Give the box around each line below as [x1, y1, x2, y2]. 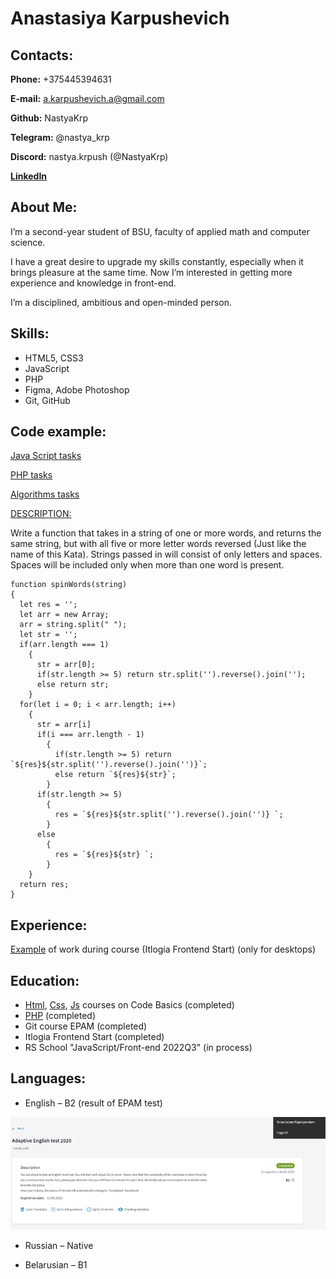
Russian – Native [24, 1239, 94, 1251]
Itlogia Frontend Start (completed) [24, 1031, 165, 1043]
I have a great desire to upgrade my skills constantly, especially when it [10, 255, 304, 267]
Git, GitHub [24, 394, 71, 406]
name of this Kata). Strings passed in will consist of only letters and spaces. [10, 548, 323, 561]
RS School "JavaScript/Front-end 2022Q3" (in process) [24, 1042, 253, 1054]
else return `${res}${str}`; [54, 770, 177, 780]
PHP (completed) [24, 1010, 97, 1022]
